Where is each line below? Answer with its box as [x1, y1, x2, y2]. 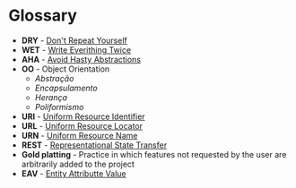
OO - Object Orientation [21, 64, 110, 74]
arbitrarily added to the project [21, 158, 135, 169]
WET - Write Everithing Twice [21, 44, 132, 55]
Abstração [34, 73, 74, 83]
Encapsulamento [34, 82, 98, 93]
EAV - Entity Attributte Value [21, 167, 126, 179]
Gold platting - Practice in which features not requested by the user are [21, 149, 287, 159]
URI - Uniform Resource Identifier [21, 111, 145, 122]
